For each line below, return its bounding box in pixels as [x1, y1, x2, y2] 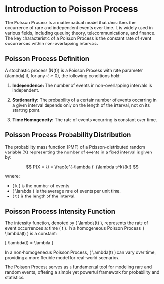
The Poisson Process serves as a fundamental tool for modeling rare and [5, 264, 152, 270]
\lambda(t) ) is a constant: [5, 231, 57, 237]
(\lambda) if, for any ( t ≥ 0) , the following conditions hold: [5, 72, 121, 79]
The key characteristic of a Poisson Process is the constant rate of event [5, 35, 152, 41]
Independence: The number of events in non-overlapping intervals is [12, 82, 152, 88]
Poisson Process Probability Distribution [5, 131, 131, 139]
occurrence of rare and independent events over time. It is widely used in [5, 24, 153, 30]
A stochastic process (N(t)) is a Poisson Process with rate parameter [5, 67, 143, 73]
